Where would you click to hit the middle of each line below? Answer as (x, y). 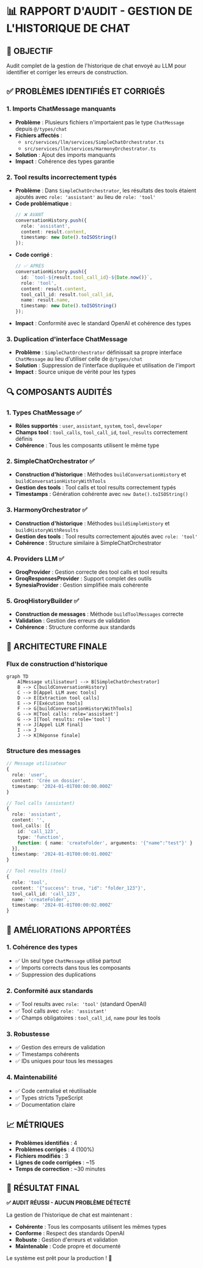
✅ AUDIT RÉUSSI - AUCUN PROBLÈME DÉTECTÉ (68, 1202)
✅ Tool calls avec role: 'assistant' (61, 1011)
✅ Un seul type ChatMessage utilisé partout (68, 961)
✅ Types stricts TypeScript (49, 1097)
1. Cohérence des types (42, 947)
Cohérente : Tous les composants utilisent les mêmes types (91, 1227)
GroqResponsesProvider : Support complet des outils (83, 578)
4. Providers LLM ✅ (35, 558)
